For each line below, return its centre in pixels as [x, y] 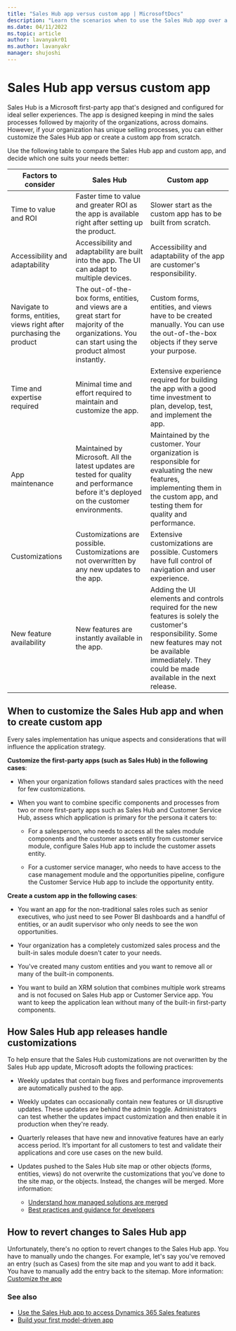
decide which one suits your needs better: [68, 158]
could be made [175, 668]
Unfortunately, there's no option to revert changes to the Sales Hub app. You [118, 1249]
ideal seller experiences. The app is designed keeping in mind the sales [111, 115]
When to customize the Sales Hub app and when [116, 712]
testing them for [176, 505]
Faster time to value [108, 196]
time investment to [181, 397]
